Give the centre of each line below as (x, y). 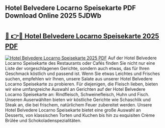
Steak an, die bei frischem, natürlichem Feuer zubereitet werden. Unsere (79, 105)
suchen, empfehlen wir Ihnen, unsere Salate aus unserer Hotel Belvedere (79, 79)
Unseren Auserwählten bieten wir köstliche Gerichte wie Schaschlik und (78, 100)
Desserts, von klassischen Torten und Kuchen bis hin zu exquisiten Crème (80, 115)
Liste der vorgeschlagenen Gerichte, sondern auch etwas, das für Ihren (77, 68)
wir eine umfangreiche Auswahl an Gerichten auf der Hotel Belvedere (75, 89)
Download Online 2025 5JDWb (53, 16)
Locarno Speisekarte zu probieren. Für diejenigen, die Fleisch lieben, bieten (82, 84)
